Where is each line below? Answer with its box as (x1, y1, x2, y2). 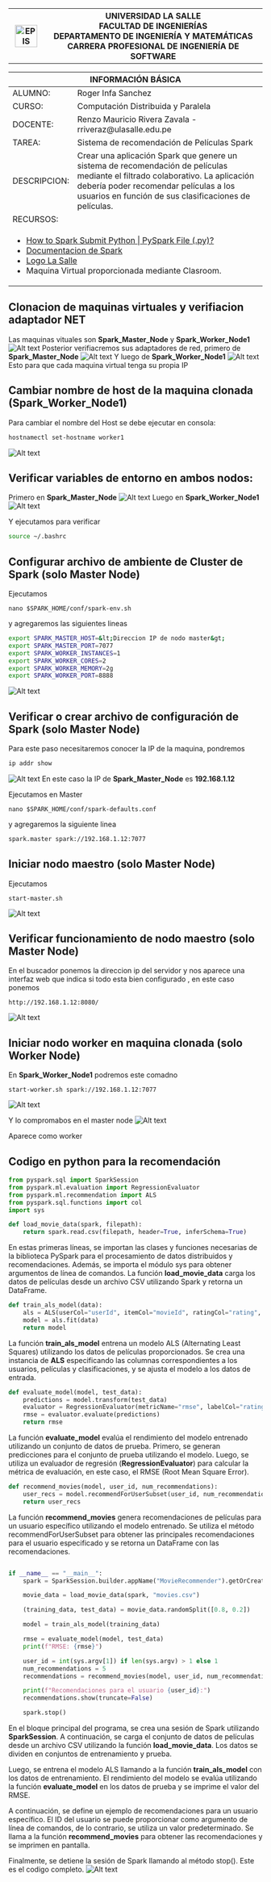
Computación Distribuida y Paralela (77, 101, 211, 111)
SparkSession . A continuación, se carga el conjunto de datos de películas (8, 1732, 255, 1742)
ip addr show (8, 759, 52, 767)
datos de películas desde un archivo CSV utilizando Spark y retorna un (8, 1277, 244, 1286)
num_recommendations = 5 (23, 1664, 106, 1673)
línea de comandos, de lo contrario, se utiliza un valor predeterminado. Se (8, 1823, 254, 1833)
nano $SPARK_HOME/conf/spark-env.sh (8, 604, 131, 613)
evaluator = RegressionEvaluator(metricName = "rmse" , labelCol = (23, 1403, 240, 1411)
